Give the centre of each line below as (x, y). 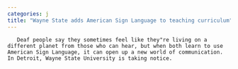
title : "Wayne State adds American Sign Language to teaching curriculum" (120, 20)
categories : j (28, 14)
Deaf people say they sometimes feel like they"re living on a (112, 39)
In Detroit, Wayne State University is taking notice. (90, 58)
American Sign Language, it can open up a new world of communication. (115, 52)
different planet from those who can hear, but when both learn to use (115, 46)
